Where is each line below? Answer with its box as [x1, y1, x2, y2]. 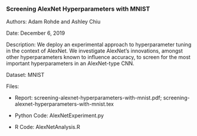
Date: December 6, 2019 [6, 30, 65, 37]
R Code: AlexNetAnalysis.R [14, 124, 81, 131]
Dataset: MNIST [6, 72, 45, 79]
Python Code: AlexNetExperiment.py [14, 112, 104, 119]
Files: [6, 83, 19, 90]
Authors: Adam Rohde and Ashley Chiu [6, 18, 101, 25]
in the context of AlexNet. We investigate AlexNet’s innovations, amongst [6, 47, 183, 54]
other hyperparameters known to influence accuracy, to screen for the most [6, 54, 191, 61]
